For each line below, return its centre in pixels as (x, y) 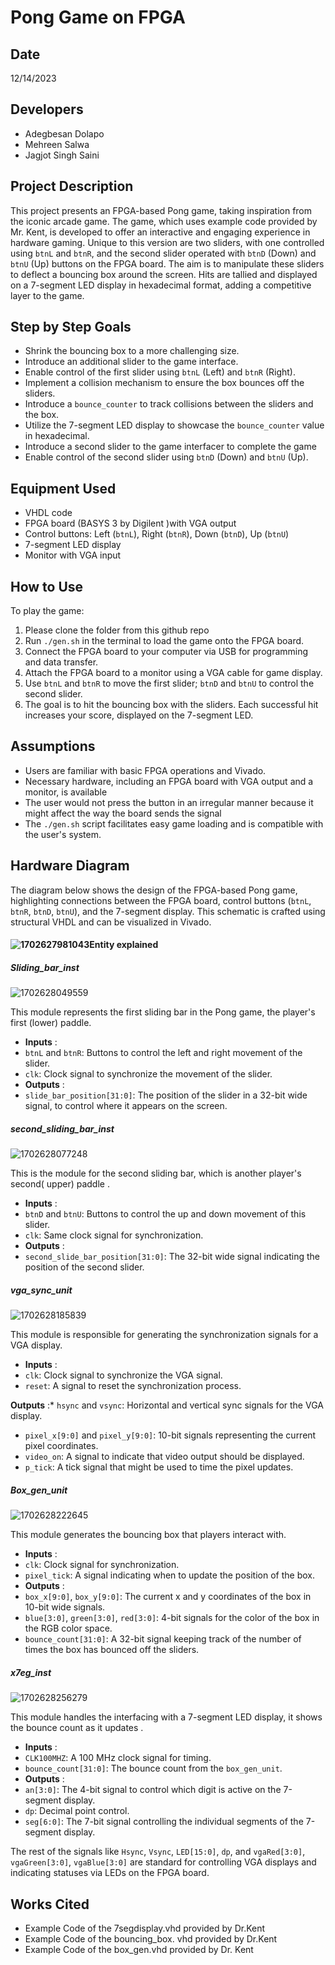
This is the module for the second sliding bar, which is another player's (156, 1173)
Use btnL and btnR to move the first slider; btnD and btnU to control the (169, 683)
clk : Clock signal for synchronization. (102, 1565)
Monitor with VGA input (73, 555)
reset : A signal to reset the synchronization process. (133, 1386)
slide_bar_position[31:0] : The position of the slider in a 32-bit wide (166, 1095)
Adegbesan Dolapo (64, 133)
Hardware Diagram (70, 866)
